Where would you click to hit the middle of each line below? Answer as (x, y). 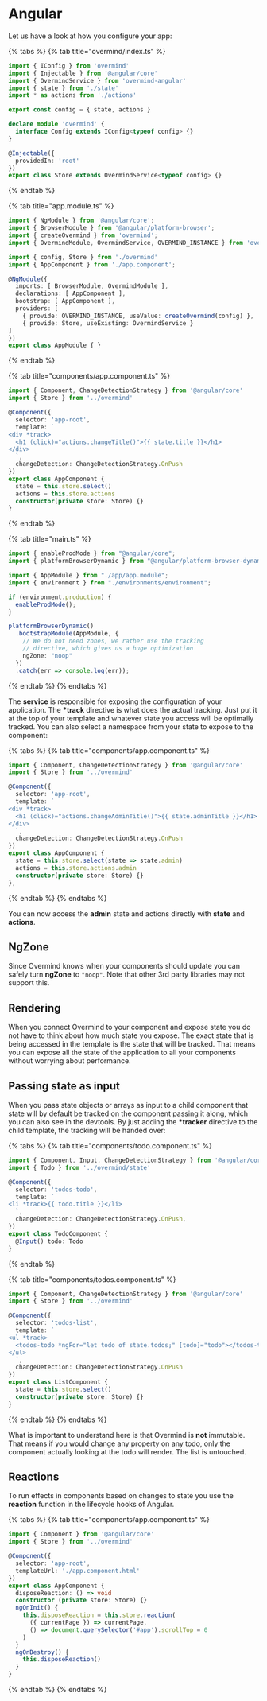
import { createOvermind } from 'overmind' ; (83, 235)
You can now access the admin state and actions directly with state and (126, 913)
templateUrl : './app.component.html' (78, 1571)
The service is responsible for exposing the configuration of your (115, 701)
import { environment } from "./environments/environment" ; (110, 583)
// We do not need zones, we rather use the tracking (113, 641)
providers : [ (37, 309)
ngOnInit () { (37, 1608)
